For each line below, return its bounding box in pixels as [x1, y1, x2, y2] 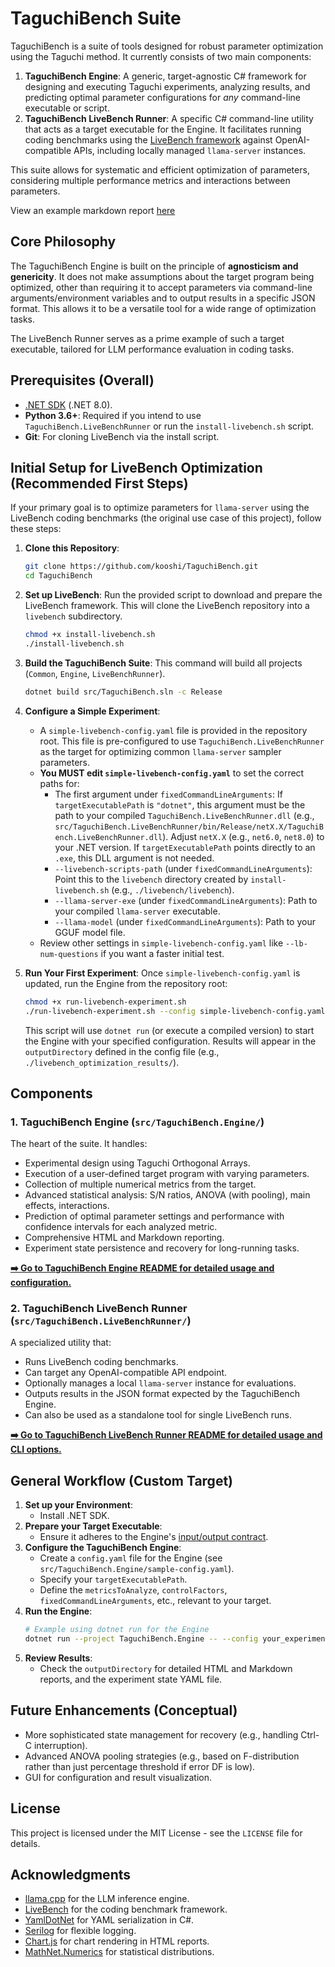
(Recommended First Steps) [10, 475, 189, 492]
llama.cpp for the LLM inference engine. [24, 1893, 190, 1905]
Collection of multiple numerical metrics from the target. [24, 1178, 257, 1191]
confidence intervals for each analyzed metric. [24, 1221, 218, 1233]
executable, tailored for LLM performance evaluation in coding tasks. [10, 343, 295, 355]
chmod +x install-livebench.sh [24, 630, 156, 640]
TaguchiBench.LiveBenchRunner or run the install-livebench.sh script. [24, 420, 315, 432]
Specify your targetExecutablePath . [39, 1573, 188, 1586]
